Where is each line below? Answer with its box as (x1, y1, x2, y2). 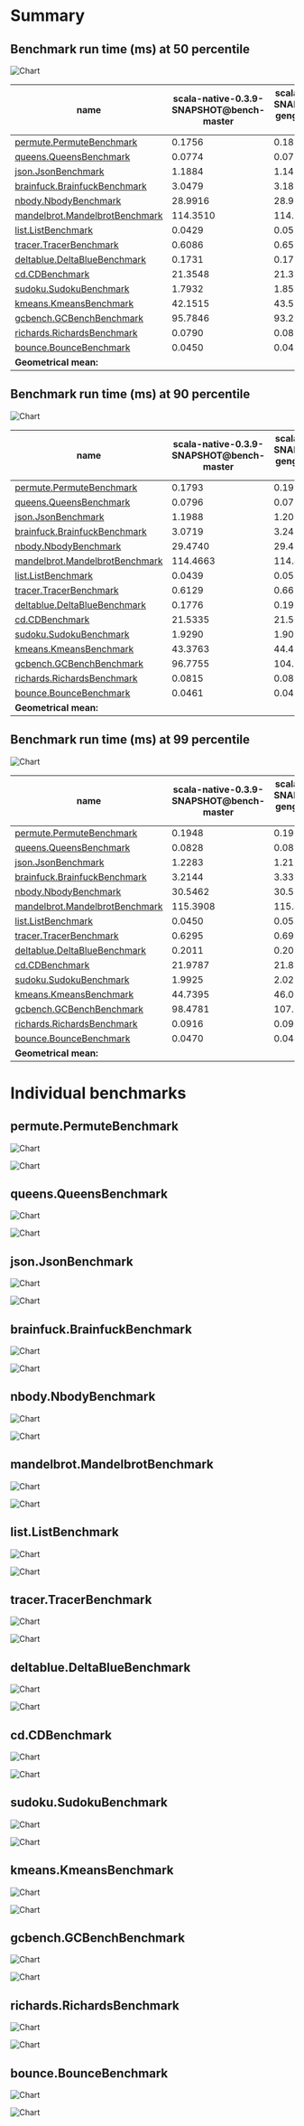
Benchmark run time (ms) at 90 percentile (10, 387, 251, 402)
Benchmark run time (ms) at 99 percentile (10, 732, 251, 748)
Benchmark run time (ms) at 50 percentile (10, 42, 251, 57)
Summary (10, 5, 85, 26)
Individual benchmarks (10, 1083, 187, 1103)
